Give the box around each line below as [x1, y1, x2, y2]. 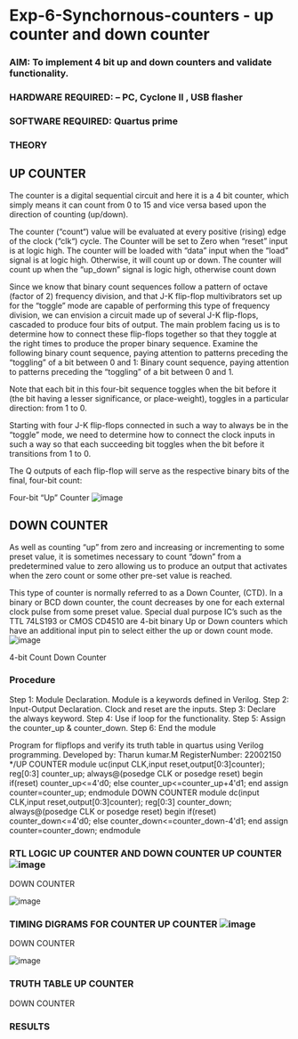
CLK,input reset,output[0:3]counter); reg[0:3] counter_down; [9, 796, 232, 807]
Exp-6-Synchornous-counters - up [9, 5, 274, 26]
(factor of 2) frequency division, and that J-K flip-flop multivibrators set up [9, 290, 283, 301]
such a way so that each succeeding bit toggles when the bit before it [9, 438, 265, 450]
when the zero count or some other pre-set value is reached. [9, 570, 233, 580]
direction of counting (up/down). [9, 208, 129, 219]
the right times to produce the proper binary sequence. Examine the [9, 337, 258, 348]
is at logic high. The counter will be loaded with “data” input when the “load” [9, 245, 289, 256]
